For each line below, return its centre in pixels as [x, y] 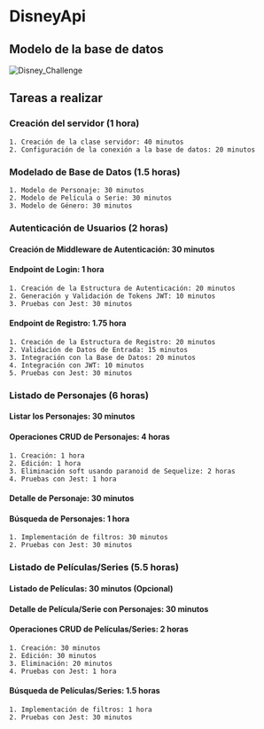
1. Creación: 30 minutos [55, 648]
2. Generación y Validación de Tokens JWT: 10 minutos [113, 296]
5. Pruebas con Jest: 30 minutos [71, 373]
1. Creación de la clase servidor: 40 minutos [97, 142]
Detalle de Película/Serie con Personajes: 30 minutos [109, 608]
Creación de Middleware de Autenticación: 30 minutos [112, 249]
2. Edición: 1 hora [45, 463]
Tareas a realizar [56, 98]
